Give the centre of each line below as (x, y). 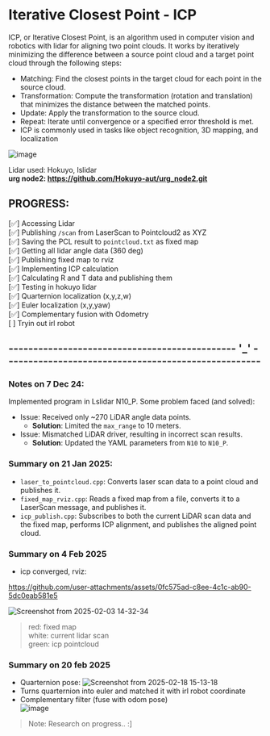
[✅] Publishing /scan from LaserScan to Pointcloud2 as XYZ (108, 232)
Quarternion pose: (50, 683)
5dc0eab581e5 (33, 596)
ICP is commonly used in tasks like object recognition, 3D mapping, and (139, 130)
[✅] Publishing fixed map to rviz (61, 259)
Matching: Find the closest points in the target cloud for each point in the (141, 78)
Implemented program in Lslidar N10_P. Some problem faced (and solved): (132, 402)
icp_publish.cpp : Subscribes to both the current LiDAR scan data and (135, 516)
